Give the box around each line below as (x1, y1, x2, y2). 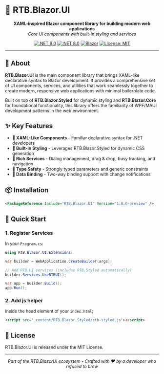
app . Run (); (5, 286, 27, 290)
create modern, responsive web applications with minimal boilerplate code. (5, 88, 156, 93)
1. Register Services (5, 229, 53, 236)
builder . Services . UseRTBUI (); (5, 272, 67, 277)
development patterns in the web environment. (5, 108, 99, 113)
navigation (12, 161, 34, 167)
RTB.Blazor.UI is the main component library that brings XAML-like (5, 72, 140, 78)
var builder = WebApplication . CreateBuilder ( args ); (5, 259, 112, 264)
